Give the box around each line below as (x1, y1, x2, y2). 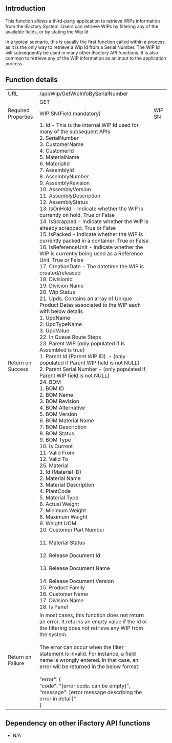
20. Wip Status (39, 288, 75, 295)
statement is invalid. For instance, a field (39, 650, 136, 657)
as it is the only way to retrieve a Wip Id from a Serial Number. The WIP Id (5, 44, 160, 50)
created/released (39, 269, 81, 276)
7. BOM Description (39, 423, 87, 431)
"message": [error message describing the (39, 689, 142, 696)
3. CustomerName (39, 141, 84, 148)
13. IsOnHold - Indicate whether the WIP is (39, 205, 143, 212)
